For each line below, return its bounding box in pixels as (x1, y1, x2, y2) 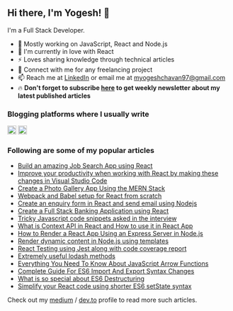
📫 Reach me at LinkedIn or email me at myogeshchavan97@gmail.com (17, 73, 226, 81)
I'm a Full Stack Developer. (7, 26, 85, 34)
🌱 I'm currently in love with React (17, 47, 115, 55)
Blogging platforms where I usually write (7, 109, 150, 119)
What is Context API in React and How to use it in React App (17, 222, 193, 230)
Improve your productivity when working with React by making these (17, 169, 219, 178)
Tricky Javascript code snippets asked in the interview (17, 214, 177, 223)
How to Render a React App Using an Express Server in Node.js (17, 230, 204, 238)
